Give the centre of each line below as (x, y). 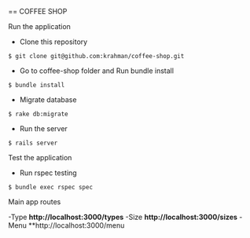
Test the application (40, 157)
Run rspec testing (48, 173)
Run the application (39, 26)
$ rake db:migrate (38, 114)
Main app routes (35, 202)
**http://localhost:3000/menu (77, 225)
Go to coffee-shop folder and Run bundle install (97, 71)
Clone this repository (53, 42)
